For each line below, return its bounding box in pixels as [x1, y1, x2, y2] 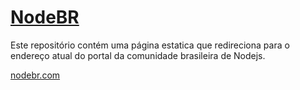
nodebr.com [10, 69, 61, 81]
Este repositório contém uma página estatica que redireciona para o [10, 39, 290, 51]
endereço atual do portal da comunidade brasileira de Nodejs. [10, 49, 266, 61]
